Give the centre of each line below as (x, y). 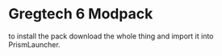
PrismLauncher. (34, 44)
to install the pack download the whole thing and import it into (111, 36)
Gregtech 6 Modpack (81, 14)
